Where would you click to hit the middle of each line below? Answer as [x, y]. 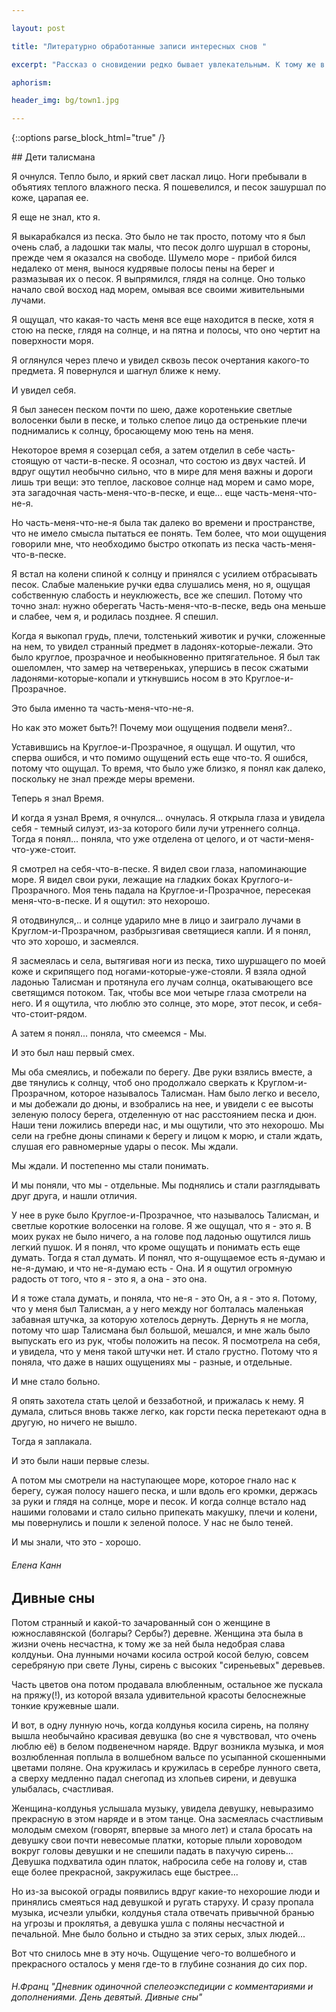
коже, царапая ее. [50, 198]
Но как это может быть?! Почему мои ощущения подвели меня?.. [152, 728]
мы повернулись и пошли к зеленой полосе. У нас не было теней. [152, 1523]
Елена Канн [36, 1565]
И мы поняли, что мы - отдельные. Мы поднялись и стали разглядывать [166, 1185]
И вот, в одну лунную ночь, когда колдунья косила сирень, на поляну [160, 1725]
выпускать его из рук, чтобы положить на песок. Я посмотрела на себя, [166, 1341]
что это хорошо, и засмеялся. [75, 942]
